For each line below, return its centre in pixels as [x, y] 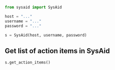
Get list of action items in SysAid [57, 51]
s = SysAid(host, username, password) [46, 35]
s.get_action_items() [28, 63]
